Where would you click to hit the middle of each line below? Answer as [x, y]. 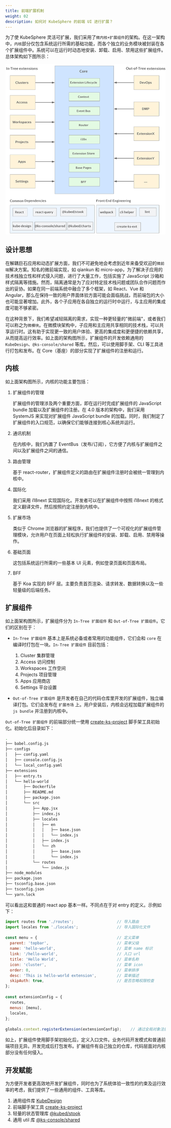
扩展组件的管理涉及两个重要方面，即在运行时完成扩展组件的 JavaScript [87, 403]
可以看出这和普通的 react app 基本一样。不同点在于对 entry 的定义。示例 [81, 905]
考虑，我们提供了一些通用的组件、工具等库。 [61, 1090]
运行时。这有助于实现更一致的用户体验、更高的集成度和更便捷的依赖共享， [88, 331]
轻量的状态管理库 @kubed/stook [46, 1113]
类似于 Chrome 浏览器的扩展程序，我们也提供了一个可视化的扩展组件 [85, 528]
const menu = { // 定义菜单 [72, 938]
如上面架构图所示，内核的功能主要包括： [48, 381]
